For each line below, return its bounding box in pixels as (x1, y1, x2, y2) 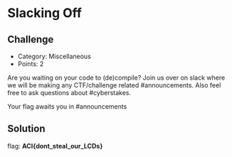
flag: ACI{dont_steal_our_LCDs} (7, 141, 103, 150)
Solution (7, 123, 46, 135)
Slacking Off (7, 5, 82, 21)
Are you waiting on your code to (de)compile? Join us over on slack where (7, 73, 226, 82)
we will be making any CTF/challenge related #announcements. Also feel (7, 81, 221, 90)
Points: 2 (17, 60, 44, 68)
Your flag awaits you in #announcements (7, 102, 127, 111)
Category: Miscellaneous (17, 52, 91, 60)
